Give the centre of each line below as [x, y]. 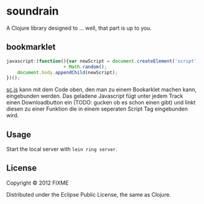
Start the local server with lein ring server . [62, 149]
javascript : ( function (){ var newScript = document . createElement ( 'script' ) [103, 61]
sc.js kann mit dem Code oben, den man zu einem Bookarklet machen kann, [101, 90]
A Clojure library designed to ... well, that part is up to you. [79, 28]
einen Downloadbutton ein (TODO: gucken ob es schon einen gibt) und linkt [101, 103]
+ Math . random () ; [85, 67]
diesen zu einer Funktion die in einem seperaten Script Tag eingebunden [97, 109]
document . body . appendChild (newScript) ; [68, 72]
